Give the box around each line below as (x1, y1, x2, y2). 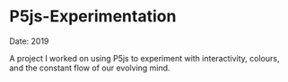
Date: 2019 (9, 36, 49, 46)
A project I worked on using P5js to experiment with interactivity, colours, (9, 53, 280, 63)
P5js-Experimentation (9, 6, 177, 27)
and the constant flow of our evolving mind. (9, 62, 170, 73)
